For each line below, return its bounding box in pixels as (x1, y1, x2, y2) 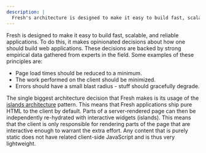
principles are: (6, 58, 43, 65)
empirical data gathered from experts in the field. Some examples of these (6, 51, 194, 58)
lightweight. (6, 140, 36, 147)
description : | (6, 9, 45, 15)
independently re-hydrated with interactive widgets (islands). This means (6, 114, 191, 121)
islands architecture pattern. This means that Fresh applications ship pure (6, 100, 193, 108)
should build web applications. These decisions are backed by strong (6, 44, 181, 52)
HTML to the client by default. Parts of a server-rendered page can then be (6, 107, 196, 114)
